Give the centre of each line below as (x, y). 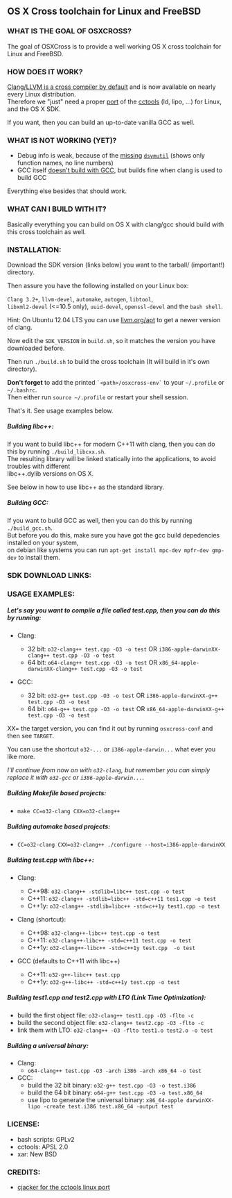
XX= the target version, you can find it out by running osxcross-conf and (110, 728)
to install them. (39, 557)
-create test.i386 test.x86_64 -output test (109, 1107)
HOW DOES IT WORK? (45, 72)
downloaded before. (36, 348)
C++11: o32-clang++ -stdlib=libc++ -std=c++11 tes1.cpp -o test (122, 898)
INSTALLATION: (34, 249)
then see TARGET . (30, 735)
